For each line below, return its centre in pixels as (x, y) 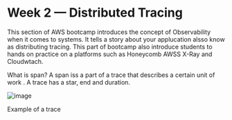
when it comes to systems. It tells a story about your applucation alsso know (116, 39)
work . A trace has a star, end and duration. (69, 82)
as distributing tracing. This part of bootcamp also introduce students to (110, 46)
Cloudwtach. (25, 61)
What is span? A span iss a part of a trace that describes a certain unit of (111, 75)
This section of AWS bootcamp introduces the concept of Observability (109, 32)
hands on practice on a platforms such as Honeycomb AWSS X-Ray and (110, 54)
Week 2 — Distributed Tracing (95, 13)
